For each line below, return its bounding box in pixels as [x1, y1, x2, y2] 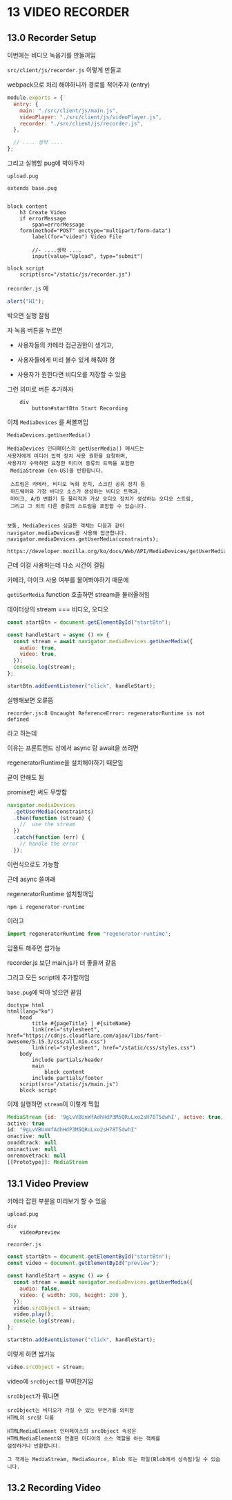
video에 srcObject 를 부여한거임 [7, 1377, 93, 1385]
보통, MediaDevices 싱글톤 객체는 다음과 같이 [7, 522, 125, 529]
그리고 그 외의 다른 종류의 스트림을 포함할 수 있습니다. [10, 503, 147, 509]
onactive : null [7, 1133, 51, 1140]
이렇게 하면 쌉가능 [7, 1350, 55, 1358]
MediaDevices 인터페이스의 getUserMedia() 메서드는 [7, 445, 144, 452]
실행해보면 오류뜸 [7, 696, 54, 704]
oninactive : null [7, 1146, 57, 1153]
